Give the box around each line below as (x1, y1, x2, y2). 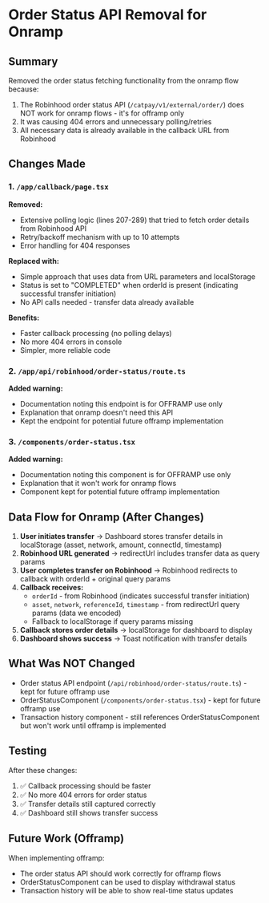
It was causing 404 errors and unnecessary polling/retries (19, 117, 212, 126)
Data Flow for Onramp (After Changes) (8, 510, 204, 524)
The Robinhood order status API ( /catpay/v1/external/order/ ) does (19, 100, 244, 109)
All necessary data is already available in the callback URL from (19, 126, 230, 135)
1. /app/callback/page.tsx (8, 181, 110, 192)
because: (8, 84, 39, 94)
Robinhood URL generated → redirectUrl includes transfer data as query (19, 549, 260, 558)
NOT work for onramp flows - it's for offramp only (19, 108, 185, 118)
